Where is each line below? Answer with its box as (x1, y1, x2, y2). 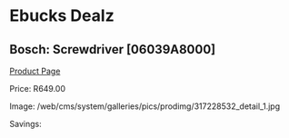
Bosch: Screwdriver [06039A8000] (9, 42, 216, 57)
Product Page (9, 65, 61, 76)
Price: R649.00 (9, 84, 66, 94)
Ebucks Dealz (9, 5, 115, 26)
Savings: (9, 119, 43, 129)
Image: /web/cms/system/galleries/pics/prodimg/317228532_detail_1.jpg (9, 101, 280, 112)
